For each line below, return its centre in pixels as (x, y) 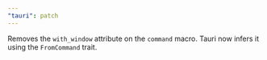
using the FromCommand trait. (52, 47)
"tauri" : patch (33, 16)
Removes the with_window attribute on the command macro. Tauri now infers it (133, 38)
